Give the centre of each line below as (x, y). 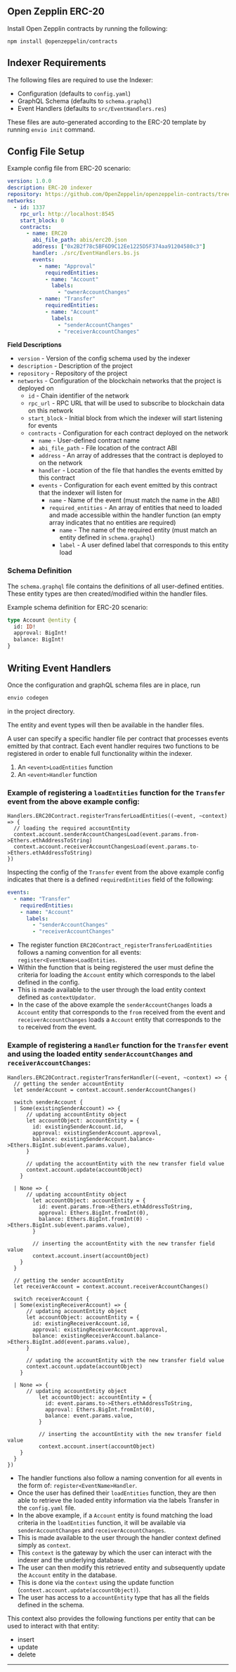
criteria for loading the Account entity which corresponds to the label (116, 975)
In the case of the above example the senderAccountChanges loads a (115, 1005)
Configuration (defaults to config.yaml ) (74, 93)
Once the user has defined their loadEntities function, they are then (117, 1493)
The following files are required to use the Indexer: (80, 79)
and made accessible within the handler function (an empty (135, 515)
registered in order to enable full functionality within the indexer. (100, 753)
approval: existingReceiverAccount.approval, (100, 1330)
